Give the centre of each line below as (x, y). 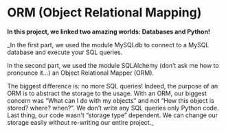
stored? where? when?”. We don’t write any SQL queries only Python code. (113, 108)
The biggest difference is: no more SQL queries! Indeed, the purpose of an (113, 86)
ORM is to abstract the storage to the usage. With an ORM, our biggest (107, 93)
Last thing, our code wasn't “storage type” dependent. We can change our (113, 115)
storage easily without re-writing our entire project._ (81, 122)
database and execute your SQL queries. (65, 52)
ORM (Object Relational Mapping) (104, 13)
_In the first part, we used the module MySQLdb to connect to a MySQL (108, 45)
